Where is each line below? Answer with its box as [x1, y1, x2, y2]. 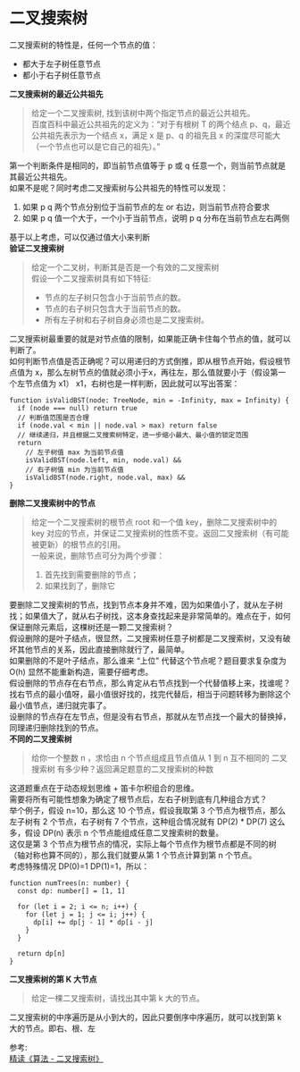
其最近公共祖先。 [9, 171, 72, 181]
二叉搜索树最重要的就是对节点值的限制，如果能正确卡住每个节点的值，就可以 [9, 333, 291, 344]
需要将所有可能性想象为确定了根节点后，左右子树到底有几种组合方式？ [9, 793, 268, 805]
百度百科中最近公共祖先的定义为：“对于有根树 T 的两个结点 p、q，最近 [30, 118, 291, 130]
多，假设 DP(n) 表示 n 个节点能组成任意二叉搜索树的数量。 [9, 827, 224, 838]
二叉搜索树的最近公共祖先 [9, 89, 104, 99]
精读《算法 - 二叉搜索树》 [9, 1052, 104, 1064]
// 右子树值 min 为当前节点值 [25, 465, 124, 474]
